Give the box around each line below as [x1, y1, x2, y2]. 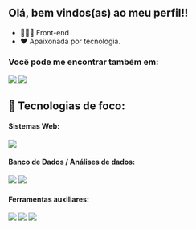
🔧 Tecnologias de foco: [8, 99, 126, 112]
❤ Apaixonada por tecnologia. [19, 36, 120, 46]
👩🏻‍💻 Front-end [19, 27, 70, 37]
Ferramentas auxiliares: [8, 194, 90, 204]
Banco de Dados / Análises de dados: [8, 157, 135, 167]
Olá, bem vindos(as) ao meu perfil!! [8, 6, 189, 20]
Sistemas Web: [8, 121, 60, 131]
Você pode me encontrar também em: [8, 56, 159, 67]
